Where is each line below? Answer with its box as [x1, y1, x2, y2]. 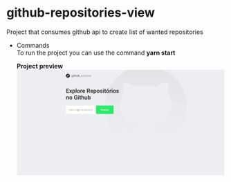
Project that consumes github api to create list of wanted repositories [6, 28, 203, 36]
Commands [16, 41, 50, 49]
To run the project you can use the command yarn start [16, 48, 176, 57]
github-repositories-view [6, 5, 155, 21]
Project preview [16, 62, 64, 70]
